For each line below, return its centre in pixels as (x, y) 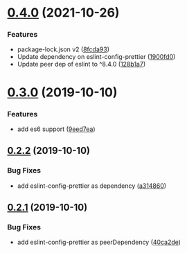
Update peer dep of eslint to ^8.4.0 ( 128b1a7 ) (81, 64)
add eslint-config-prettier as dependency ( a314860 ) (92, 186)
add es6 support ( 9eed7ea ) (56, 129)
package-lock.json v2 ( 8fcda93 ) (63, 49)
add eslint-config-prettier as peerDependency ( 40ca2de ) (99, 242)
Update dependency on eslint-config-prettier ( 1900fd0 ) (96, 57)
